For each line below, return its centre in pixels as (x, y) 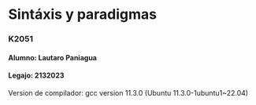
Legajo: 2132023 (36, 75)
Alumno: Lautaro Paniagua (52, 57)
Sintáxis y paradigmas (83, 14)
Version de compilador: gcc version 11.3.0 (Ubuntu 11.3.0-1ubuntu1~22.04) (128, 92)
